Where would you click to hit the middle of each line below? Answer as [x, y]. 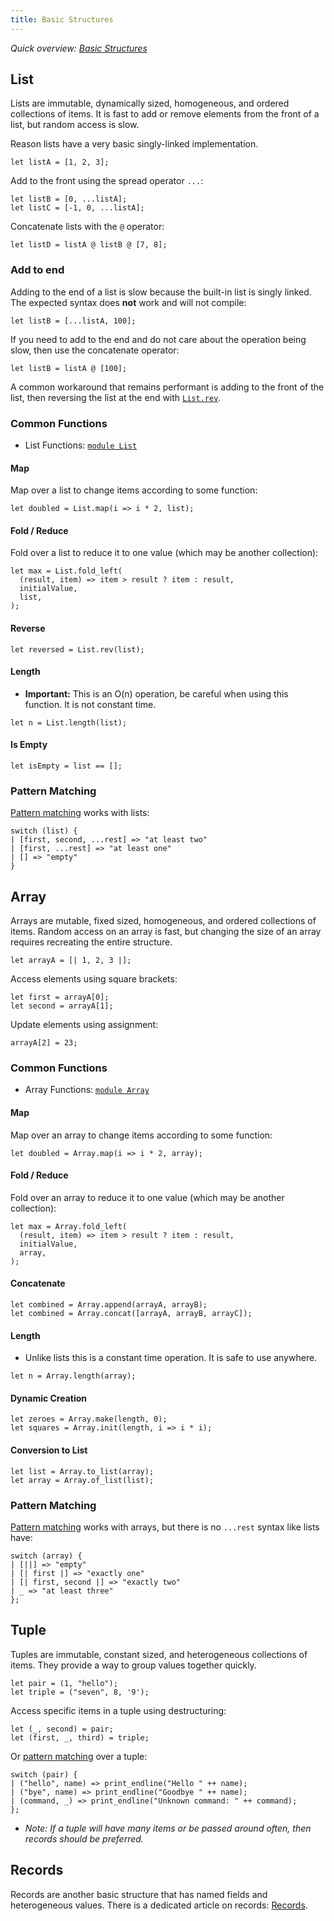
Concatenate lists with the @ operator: [87, 227]
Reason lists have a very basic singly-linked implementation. [134, 144]
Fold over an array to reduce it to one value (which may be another [147, 1197]
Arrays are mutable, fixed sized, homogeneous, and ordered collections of [163, 921]
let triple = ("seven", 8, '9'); [80, 1692]
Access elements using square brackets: [94, 979]
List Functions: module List [81, 445]
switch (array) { [46, 1556]
